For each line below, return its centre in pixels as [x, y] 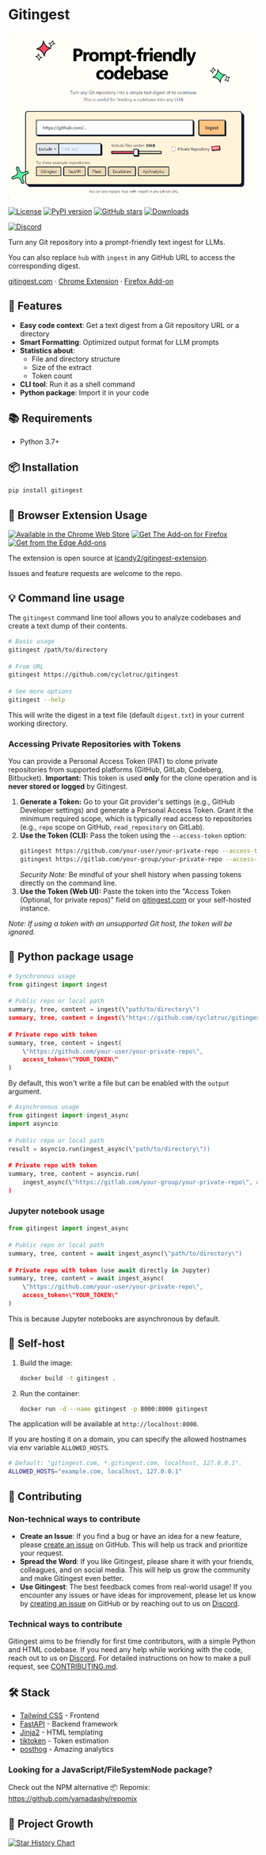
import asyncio [33, 1124]
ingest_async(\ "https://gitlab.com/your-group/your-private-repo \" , [138, 1182]
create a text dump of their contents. [68, 626]
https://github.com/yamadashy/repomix [73, 1799]
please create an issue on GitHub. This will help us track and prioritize [133, 1544]
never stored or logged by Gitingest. [68, 787]
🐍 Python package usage [71, 957]
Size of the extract [62, 367]
